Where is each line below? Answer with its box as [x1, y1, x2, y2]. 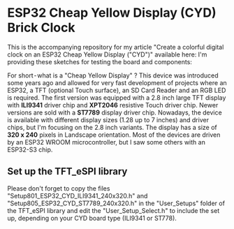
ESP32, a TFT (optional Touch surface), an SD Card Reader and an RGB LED [7, 86, 226, 94]
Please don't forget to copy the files [7, 184, 110, 193]
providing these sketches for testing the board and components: [7, 57, 192, 66]
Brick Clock [7, 20, 75, 36]
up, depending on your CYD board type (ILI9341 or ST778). [7, 214, 177, 222]
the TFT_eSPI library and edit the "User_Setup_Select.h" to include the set [7, 206, 220, 214]
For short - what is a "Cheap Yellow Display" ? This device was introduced [7, 71, 219, 80]
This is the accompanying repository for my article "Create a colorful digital [7, 43, 224, 51]
